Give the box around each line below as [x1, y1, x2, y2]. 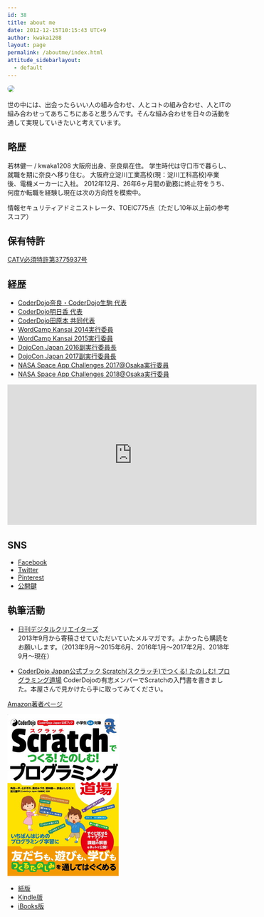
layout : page [7, 41, 46, 49]
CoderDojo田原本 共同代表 [17, 316, 95, 325]
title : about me [7, 19, 56, 26]
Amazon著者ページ [7, 699, 63, 708]
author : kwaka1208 [7, 34, 62, 41]
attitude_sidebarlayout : [7, 57, 81, 64]
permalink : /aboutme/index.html [7, 49, 103, 56]
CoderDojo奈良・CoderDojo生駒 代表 [17, 298, 127, 307]
